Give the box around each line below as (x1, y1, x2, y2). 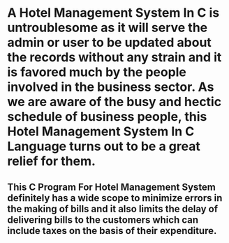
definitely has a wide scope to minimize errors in (7, 192, 223, 204)
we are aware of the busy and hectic (7, 94, 222, 110)
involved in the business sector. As (7, 79, 214, 95)
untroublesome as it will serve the (7, 20, 208, 36)
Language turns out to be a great (7, 138, 200, 154)
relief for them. (7, 154, 96, 169)
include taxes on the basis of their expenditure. (7, 225, 217, 237)
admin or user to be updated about (7, 35, 212, 50)
